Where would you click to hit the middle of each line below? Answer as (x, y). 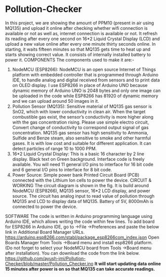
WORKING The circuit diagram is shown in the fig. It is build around (81, 185)
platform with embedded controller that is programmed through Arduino (85, 74)
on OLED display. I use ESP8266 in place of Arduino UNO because (80, 85)
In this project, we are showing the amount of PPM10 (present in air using (80, 23)
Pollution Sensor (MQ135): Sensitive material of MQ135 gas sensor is (82, 106)
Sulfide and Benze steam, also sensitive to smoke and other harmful (82, 138)
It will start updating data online (128, 264)
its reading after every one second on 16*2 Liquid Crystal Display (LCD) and (83, 39)
